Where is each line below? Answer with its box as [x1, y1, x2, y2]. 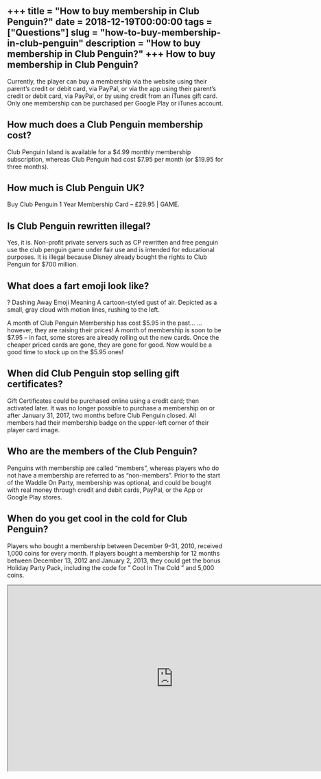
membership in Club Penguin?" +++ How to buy [7, 48, 216, 60]
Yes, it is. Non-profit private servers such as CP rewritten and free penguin [7, 238, 218, 247]
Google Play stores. [7, 493, 62, 501]
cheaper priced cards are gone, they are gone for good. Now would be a [7, 341, 213, 349]
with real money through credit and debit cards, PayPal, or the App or [7, 486, 204, 494]
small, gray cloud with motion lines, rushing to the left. [7, 306, 160, 314]
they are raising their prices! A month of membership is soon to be [34, 326, 222, 334]
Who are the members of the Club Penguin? [7, 445, 198, 458]
